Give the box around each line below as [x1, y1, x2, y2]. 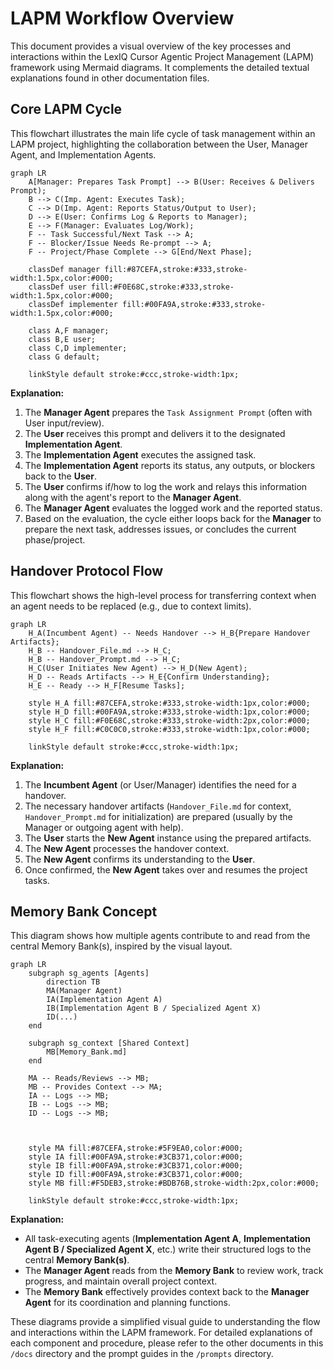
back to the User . [24, 470, 97, 482]
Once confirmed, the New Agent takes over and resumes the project [24, 863, 308, 876]
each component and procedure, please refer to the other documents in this [10, 1337, 324, 1349]
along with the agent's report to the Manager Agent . [24, 491, 242, 503]
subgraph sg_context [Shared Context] [28, 1038, 190, 1049]
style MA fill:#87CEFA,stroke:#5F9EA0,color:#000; [28, 1143, 244, 1154]
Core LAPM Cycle [10, 101, 123, 118]
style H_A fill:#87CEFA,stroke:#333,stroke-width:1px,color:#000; [28, 698, 311, 708]
